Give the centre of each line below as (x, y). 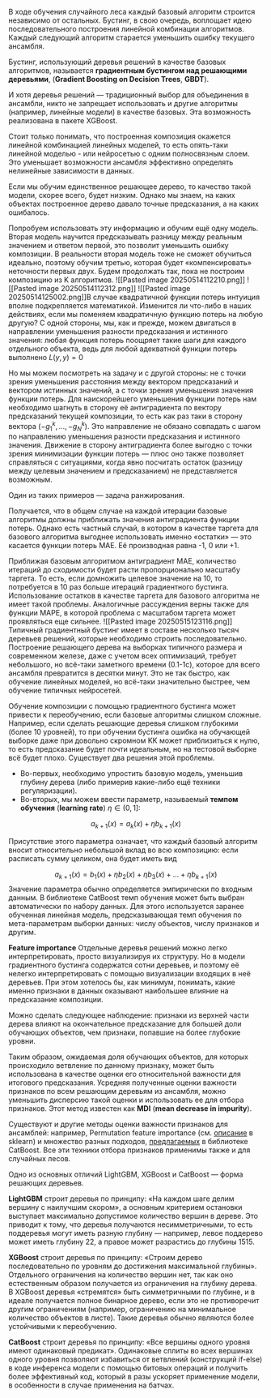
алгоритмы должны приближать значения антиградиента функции (124, 520)
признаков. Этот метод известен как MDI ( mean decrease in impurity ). (130, 1109)
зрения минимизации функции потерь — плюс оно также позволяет (126, 454)
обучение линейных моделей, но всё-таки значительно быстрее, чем (129, 682)
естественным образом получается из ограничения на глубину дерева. (133, 1284)
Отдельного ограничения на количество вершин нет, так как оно (121, 1275)
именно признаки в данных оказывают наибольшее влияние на (119, 991)
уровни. (22, 1041)
